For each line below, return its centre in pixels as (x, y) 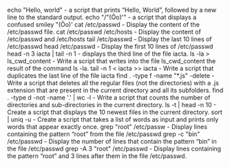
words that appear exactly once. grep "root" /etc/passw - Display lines (107, 127)
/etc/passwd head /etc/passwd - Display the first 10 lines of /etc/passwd (110, 46)
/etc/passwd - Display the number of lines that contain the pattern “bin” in (112, 141)
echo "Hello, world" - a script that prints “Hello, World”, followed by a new (112, 10)
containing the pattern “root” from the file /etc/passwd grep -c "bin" (104, 134)
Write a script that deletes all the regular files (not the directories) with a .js (113, 83)
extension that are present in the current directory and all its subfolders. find (115, 90)
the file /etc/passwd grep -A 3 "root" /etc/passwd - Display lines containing (114, 148)
